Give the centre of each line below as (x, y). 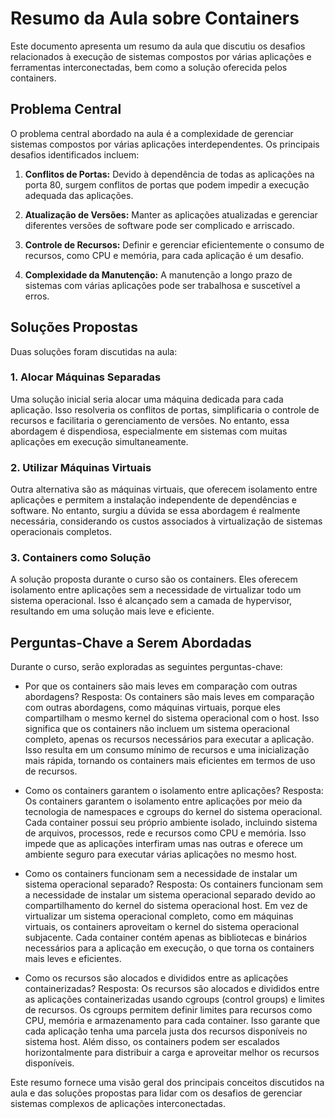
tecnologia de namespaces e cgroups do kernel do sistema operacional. (173, 812)
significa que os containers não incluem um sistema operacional (157, 729)
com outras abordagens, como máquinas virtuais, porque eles (152, 708)
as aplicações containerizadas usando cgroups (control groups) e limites (174, 999)
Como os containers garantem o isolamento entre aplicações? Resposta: (174, 791)
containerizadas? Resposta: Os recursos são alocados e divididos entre (172, 989)
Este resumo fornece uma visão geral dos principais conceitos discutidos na (167, 1083)
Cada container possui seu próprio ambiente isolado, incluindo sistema (171, 823)
